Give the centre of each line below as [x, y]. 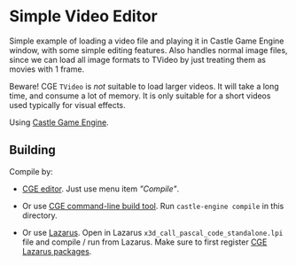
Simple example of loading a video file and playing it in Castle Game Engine [147, 41]
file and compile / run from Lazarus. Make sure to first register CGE [144, 242]
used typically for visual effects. [67, 105]
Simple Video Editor [83, 16]
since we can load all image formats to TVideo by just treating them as [137, 59]
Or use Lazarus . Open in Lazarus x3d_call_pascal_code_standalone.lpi [152, 232]
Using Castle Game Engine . [59, 122]
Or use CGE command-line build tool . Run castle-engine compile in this [153, 206]
